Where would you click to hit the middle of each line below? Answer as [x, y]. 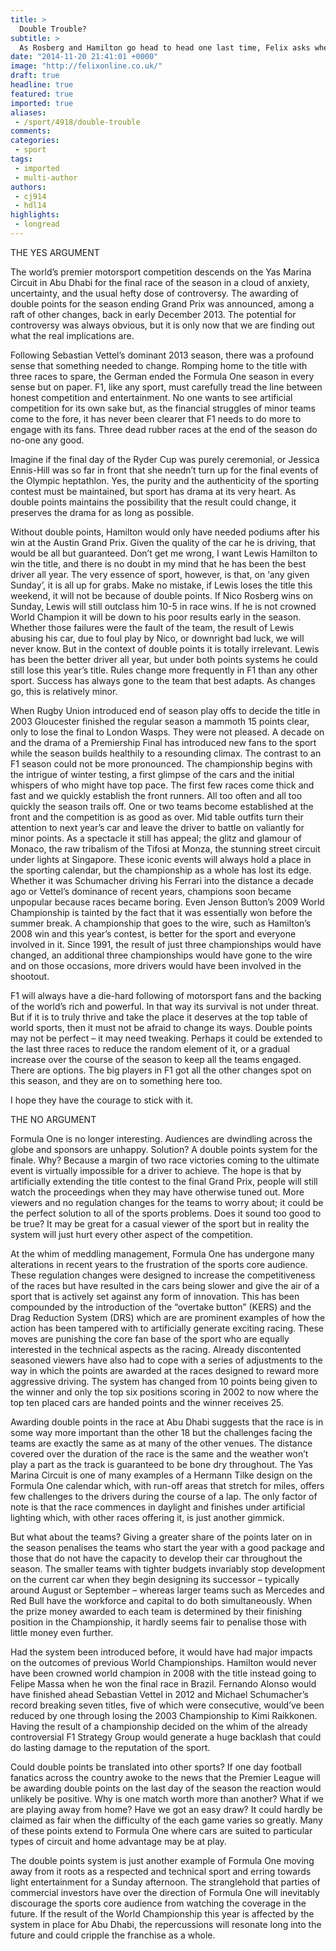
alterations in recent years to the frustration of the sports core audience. [159, 1264]
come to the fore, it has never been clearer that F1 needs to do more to [156, 418]
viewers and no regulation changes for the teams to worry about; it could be [167, 1202]
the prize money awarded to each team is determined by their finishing [156, 1611]
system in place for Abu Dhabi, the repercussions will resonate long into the [166, 1924]
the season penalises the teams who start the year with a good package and [167, 1547]
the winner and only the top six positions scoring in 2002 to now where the [164, 1392]
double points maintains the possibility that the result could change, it [153, 502]
